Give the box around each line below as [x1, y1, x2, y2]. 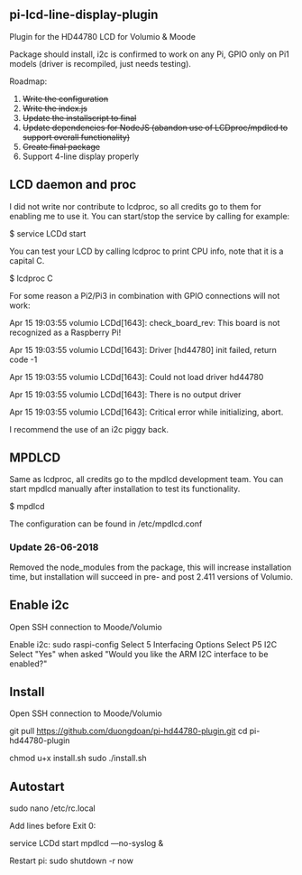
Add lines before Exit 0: [9, 821, 96, 832]
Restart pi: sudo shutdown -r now [9, 855, 133, 866]
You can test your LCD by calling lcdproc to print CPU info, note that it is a [9, 246, 284, 256]
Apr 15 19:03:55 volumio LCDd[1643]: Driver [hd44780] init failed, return [9, 344, 278, 355]
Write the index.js [22, 103, 87, 114]
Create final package [22, 141, 101, 152]
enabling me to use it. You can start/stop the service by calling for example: [9, 210, 290, 221]
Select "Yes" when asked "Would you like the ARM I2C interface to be [9, 648, 269, 659]
